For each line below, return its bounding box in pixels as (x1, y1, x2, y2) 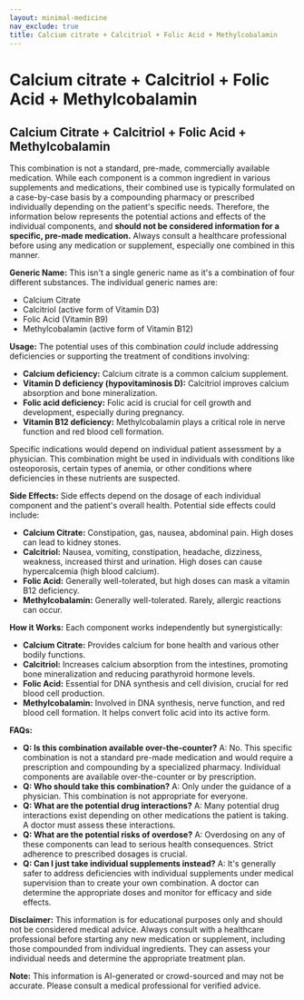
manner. (9, 250, 41, 261)
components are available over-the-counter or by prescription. (22, 771, 257, 782)
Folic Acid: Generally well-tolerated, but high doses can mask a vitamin (22, 576, 290, 587)
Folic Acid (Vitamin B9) (22, 314, 109, 325)
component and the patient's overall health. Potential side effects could (9, 500, 276, 511)
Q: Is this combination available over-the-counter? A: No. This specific (22, 742, 293, 754)
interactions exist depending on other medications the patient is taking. (22, 810, 289, 821)
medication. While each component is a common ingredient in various (9, 173, 270, 183)
